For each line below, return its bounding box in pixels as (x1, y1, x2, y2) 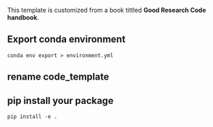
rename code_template (7, 71, 109, 83)
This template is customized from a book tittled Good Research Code (7, 6, 207, 14)
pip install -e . (7, 113, 58, 121)
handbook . (7, 13, 40, 22)
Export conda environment (7, 33, 126, 45)
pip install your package (7, 94, 113, 107)
